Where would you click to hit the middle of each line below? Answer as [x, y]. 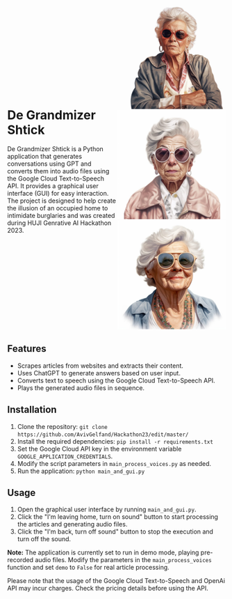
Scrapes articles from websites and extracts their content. [100, 366]
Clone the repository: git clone [62, 426]
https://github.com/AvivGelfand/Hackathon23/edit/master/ [103, 435]
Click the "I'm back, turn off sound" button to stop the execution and [115, 531]
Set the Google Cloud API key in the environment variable [99, 449]
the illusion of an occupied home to [58, 208]
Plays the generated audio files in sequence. [81, 388]
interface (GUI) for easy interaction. [58, 194]
